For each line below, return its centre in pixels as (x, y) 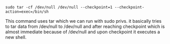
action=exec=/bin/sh (27, 12)
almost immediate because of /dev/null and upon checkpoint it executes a (83, 32)
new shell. (16, 37)
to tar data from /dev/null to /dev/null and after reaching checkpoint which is (85, 26)
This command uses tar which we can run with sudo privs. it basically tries (83, 21)
